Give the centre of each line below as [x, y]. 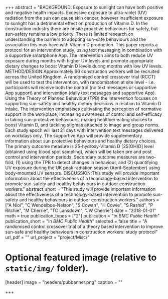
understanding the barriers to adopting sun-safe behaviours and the [76, 39]
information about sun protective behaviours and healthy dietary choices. [81, 141]
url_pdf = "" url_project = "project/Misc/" [47, 237]
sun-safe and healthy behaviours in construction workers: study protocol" [81, 232]
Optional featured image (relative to [81, 257]
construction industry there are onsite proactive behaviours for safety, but [81, 29]
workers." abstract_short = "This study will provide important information [80, 189]
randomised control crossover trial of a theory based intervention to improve [84, 227]
